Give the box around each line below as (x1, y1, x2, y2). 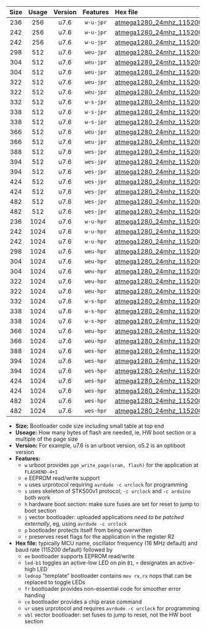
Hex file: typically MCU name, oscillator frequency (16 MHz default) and (15, 539, 198, 547)
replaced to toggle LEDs (24, 579, 86, 586)
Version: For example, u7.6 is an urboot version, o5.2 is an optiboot (15, 442, 186, 449)
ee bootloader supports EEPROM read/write (24, 553, 135, 560)
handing (24, 591, 45, 599)
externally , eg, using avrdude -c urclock (24, 520, 128, 527)
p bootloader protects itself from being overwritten (24, 526, 152, 534)
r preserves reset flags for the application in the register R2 (24, 533, 175, 540)
